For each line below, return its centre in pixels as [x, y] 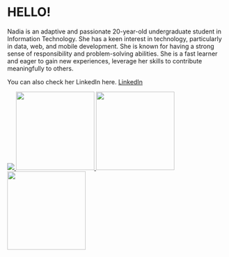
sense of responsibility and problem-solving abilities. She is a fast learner [112, 54]
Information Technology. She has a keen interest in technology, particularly [115, 38]
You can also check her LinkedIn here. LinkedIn [75, 81]
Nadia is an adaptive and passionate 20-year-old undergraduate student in [114, 31]
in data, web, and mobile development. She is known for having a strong [111, 46]
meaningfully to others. [40, 68]
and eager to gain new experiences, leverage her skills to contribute [105, 61]
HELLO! [29, 12]
